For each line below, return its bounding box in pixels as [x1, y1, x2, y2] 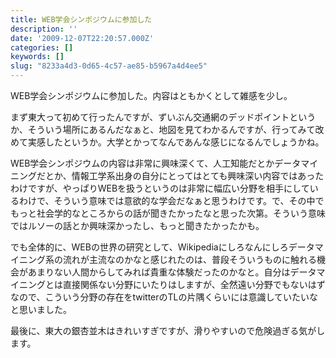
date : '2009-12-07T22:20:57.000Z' [10, 33, 155, 43]
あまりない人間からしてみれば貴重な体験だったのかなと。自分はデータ [27, 266, 317, 278]
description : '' [10, 24, 78, 34]
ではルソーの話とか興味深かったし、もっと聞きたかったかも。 [10, 220, 265, 231]
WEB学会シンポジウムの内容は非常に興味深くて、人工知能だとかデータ [10, 157, 302, 169]
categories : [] [10, 42, 74, 53]
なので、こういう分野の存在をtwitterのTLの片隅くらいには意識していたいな [10, 291, 319, 303]
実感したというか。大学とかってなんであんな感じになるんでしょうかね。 [27, 136, 325, 148]
